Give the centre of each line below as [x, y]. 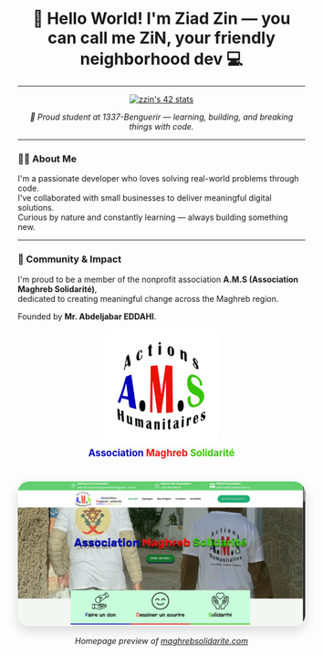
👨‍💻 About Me [47, 159]
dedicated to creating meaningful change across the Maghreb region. [148, 298]
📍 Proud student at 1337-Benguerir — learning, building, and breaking [161, 117]
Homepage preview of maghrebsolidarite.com [161, 641]
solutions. [36, 208]
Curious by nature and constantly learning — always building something [153, 217]
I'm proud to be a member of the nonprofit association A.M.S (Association [158, 279]
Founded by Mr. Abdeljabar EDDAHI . [87, 316]
